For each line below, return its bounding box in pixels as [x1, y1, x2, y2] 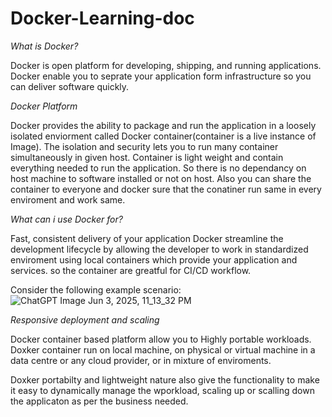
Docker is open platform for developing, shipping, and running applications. [10, 59, 322, 71]
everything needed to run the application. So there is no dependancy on [10, 162, 307, 174]
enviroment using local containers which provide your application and [10, 253, 298, 266]
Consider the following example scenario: [10, 283, 182, 296]
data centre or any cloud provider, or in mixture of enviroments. [10, 354, 272, 366]
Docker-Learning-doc [10, 7, 195, 30]
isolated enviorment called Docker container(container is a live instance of [10, 130, 317, 142]
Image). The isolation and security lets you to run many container [10, 140, 279, 152]
